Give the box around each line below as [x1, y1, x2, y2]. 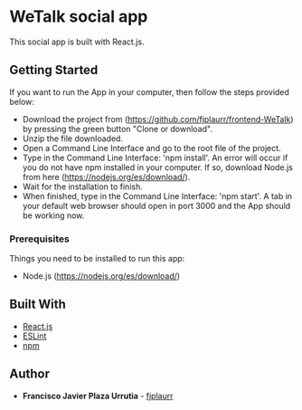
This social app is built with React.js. [9, 36, 145, 47]
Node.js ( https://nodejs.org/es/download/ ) [22, 271, 181, 281]
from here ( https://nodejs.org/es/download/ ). [22, 171, 191, 182]
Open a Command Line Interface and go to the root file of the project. [22, 142, 282, 153]
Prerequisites [9, 233, 70, 245]
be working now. [22, 210, 85, 221]
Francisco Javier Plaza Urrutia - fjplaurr [22, 390, 174, 401]
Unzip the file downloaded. [22, 133, 124, 144]
